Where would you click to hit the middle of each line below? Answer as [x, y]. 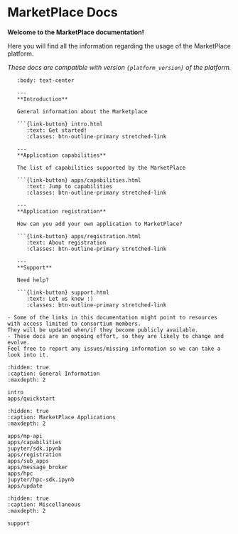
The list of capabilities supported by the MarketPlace [101, 168]
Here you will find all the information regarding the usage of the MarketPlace [119, 46]
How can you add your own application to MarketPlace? [99, 224]
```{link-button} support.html [63, 292]
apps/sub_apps [28, 461]
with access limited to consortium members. [74, 324]
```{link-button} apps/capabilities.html [79, 180]
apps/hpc [20, 473]
